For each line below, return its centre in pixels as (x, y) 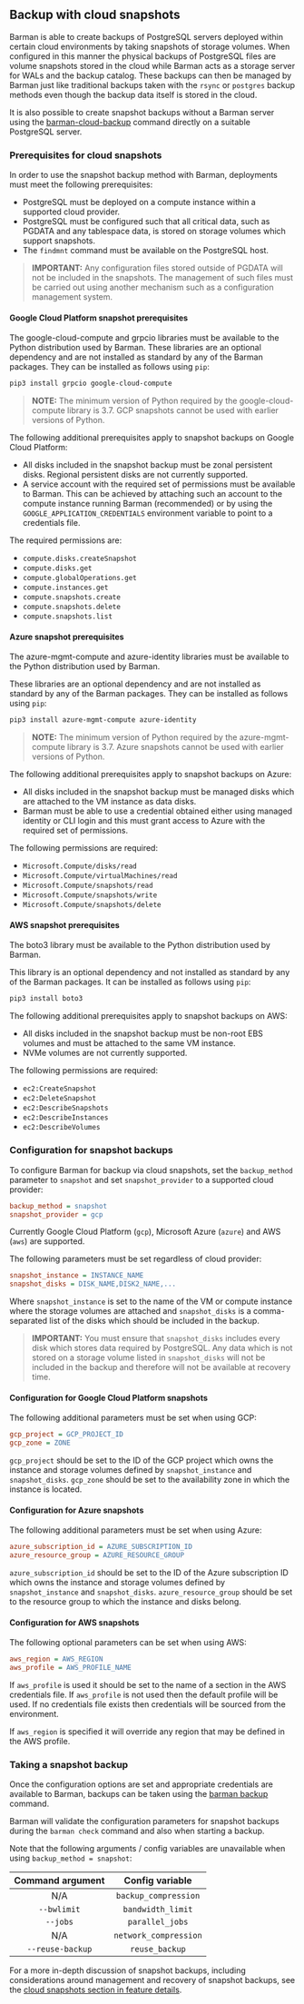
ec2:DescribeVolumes (61, 1128)
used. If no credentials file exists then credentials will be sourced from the (147, 1704)
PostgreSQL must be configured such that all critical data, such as (146, 222)
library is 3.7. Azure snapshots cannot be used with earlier (175, 747)
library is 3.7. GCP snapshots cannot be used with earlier (173, 410)
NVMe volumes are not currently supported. (105, 1053)
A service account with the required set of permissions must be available (159, 484)
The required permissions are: (66, 540)
